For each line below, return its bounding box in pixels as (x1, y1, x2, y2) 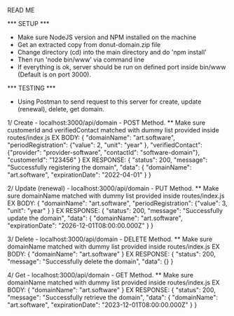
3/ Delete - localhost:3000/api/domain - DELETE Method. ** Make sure (7, 235, 212, 243)
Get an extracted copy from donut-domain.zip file (17, 41, 161, 48)
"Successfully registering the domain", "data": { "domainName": (7, 163, 192, 171)
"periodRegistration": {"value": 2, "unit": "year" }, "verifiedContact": (7, 141, 203, 149)
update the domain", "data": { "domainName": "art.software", (7, 214, 184, 222)
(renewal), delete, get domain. (17, 105, 104, 113)
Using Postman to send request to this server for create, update (17, 97, 202, 106)
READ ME (7, 6, 35, 14)
